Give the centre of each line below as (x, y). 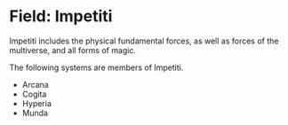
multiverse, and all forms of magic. (72, 50)
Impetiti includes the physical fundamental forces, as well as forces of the (144, 41)
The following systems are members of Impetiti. (96, 67)
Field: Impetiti (61, 16)
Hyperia (36, 103)
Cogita (34, 94)
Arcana (35, 84)
